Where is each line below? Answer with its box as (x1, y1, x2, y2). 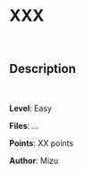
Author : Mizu (9, 155, 59, 166)
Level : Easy (9, 103, 52, 114)
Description (9, 61, 76, 77)
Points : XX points (9, 137, 74, 149)
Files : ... (9, 120, 39, 131)
